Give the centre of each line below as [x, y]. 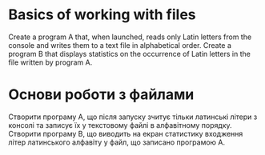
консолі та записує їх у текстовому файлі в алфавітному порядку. [120, 125]
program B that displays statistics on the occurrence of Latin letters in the [129, 54]
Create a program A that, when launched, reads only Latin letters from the [130, 37]
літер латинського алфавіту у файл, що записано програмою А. [117, 142]
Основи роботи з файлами [101, 95]
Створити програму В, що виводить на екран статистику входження [126, 133]
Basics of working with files [102, 15]
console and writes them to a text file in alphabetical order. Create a [120, 45]
